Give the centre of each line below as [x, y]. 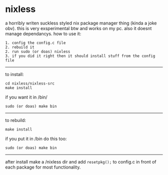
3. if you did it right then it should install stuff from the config [80, 56]
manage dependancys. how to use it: [43, 33]
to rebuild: [16, 120]
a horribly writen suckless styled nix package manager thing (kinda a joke [81, 23]
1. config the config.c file [35, 43]
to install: [14, 74]
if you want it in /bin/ [26, 97]
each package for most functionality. [43, 167]
